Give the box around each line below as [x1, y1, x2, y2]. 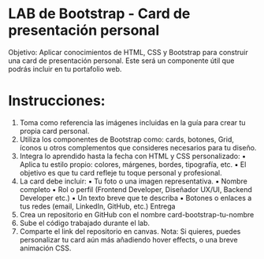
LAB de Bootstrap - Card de [8, 5, 191, 23]
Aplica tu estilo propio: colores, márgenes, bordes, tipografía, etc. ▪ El [19, 159, 247, 169]
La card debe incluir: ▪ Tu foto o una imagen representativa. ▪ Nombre [19, 176, 248, 186]
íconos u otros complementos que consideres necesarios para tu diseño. [19, 142, 257, 152]
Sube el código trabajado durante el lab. [19, 218, 151, 228]
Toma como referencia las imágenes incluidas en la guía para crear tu [19, 117, 246, 127]
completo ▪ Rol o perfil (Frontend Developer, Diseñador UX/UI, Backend [19, 184, 252, 194]
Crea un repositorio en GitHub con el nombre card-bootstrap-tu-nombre [19, 209, 255, 219]
